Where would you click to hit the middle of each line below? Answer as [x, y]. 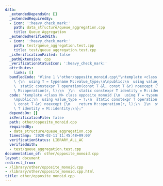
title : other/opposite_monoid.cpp [40, 176]
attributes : [22, 68]
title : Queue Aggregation [40, 32]
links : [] [24, 73]
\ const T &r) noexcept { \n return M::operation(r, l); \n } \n [82, 104]
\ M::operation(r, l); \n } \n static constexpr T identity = [78, 91]
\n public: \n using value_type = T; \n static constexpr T [75, 100]
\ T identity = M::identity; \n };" [49, 109]
